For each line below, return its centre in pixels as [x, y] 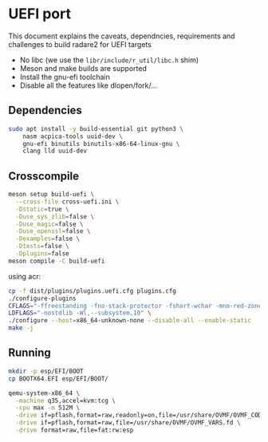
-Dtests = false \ [42, 247]
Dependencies [45, 110]
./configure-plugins [43, 298]
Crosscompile [44, 176]
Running [30, 353]
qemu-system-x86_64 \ [44, 393]
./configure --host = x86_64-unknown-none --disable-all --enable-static [130, 321]
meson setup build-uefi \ [51, 195]
